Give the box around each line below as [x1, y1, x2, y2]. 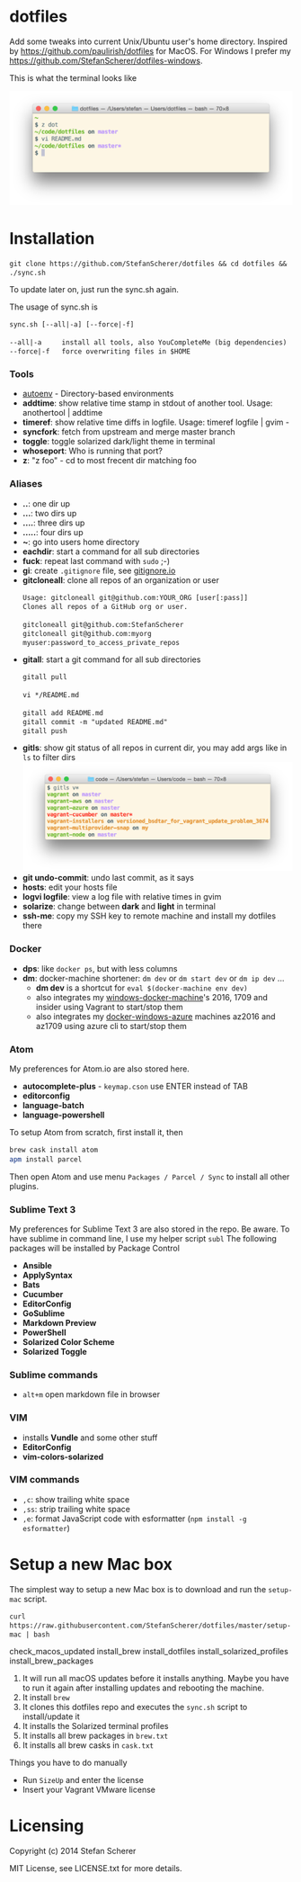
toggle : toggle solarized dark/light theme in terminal [22, 436, 216, 447]
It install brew [22, 1691, 70, 1702]
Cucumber [22, 1288, 64, 1299]
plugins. [9, 1180, 39, 1191]
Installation [9, 229, 95, 249]
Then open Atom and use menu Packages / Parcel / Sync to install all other [9, 1171, 290, 1182]
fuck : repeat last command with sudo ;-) [22, 555, 171, 566]
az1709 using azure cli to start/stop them [35, 1020, 187, 1031]
